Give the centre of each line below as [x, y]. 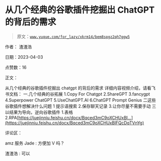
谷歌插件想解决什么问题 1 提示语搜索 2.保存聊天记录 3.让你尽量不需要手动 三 [81, 106]
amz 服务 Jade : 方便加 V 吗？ [35, 143]
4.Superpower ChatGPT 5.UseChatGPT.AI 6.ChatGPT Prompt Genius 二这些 [80, 100]
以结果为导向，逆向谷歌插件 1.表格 [39, 112]
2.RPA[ [12, 117]
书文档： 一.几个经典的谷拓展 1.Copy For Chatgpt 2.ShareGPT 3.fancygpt [78, 94]
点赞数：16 [16, 67]
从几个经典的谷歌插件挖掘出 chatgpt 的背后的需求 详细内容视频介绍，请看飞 [80, 88]
